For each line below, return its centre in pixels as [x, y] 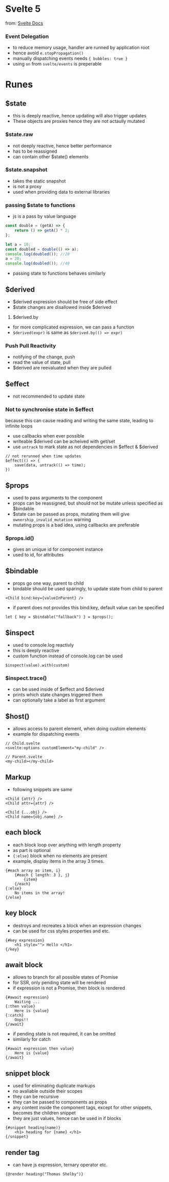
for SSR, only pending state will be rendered [59, 983]
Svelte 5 [23, 9]
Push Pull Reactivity [31, 345]
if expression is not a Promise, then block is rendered [69, 988]
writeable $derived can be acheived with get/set [64, 442]
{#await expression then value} [40, 1049]
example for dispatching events [46, 734]
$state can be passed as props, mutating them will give [71, 514]
